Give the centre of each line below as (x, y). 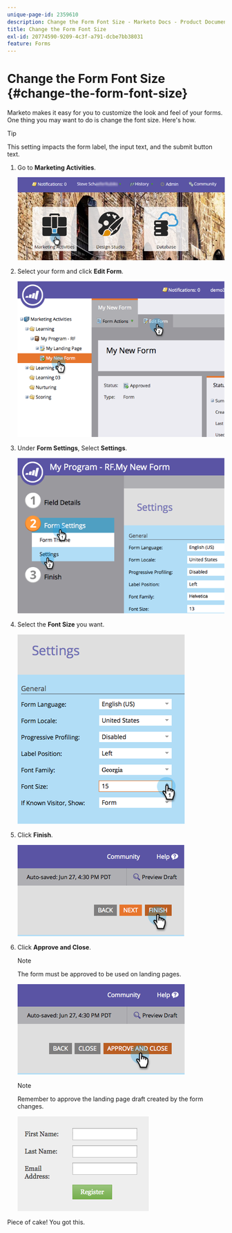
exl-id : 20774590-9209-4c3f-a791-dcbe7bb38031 (75, 37)
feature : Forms (29, 44)
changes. (30, 1106)
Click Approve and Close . (54, 947)
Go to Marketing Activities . (57, 168)
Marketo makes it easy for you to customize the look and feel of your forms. (115, 113)
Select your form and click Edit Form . (70, 271)
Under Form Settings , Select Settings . (72, 448)
